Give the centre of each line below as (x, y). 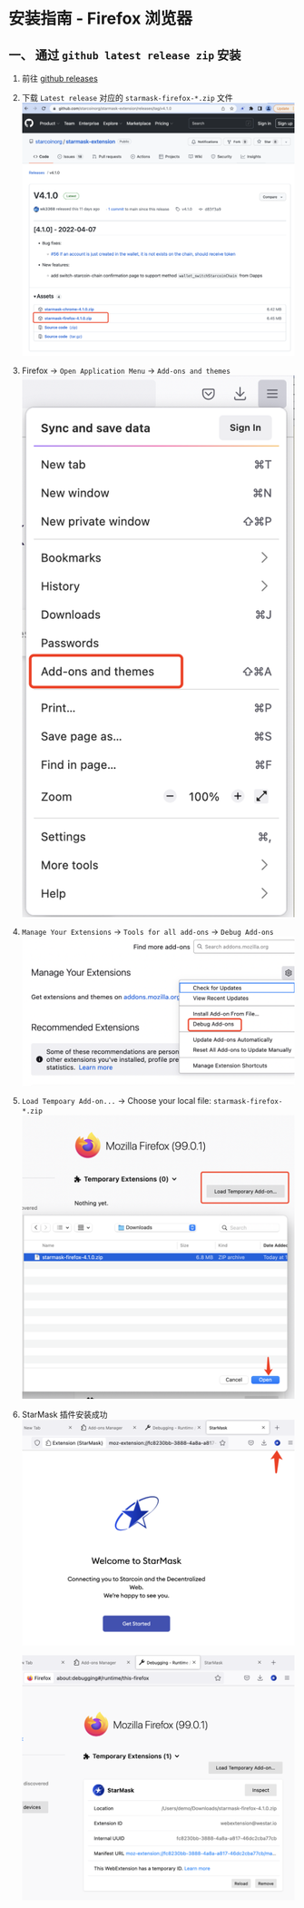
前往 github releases (60, 79)
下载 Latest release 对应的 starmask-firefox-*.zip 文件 (127, 98)
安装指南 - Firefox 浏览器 (100, 19)
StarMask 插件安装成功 (64, 1414)
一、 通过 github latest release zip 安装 (125, 55)
